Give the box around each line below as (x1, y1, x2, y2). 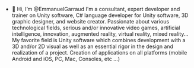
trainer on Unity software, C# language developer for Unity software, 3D (11, 12, 189, 19)
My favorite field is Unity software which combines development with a (11, 37, 186, 43)
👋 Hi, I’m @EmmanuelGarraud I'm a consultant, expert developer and (11, 6, 180, 12)
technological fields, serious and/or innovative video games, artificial (11, 24, 180, 31)
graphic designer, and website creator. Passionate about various (11, 18, 170, 25)
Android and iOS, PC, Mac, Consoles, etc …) (11, 56, 120, 62)
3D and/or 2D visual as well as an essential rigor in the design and (11, 43, 174, 50)
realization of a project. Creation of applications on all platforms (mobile (11, 49, 187, 56)
